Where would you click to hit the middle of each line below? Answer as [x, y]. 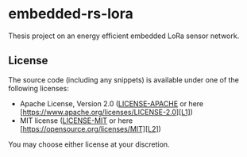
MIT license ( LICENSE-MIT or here [76, 121]
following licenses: [39, 88]
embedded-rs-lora [71, 14]
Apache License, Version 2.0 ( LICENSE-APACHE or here [112, 103]
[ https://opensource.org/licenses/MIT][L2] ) [90, 128]
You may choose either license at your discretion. [89, 144]
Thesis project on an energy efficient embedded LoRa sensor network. [124, 36]
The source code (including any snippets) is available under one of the [124, 79]
